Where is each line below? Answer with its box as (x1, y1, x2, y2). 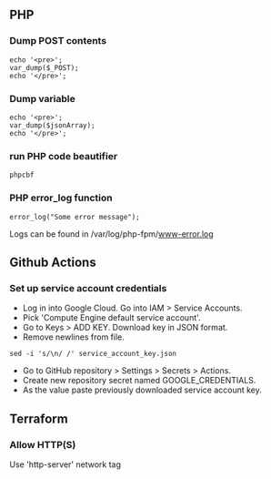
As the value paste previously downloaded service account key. (22, 384, 262, 395)
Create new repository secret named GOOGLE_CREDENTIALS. (22, 375, 256, 386)
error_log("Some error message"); (9, 212, 141, 221)
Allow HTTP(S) (9, 438, 76, 451)
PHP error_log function (9, 191, 113, 204)
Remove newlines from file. (22, 331, 125, 342)
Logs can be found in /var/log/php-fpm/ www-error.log (9, 228, 214, 239)
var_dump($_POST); (9, 63, 79, 72)
